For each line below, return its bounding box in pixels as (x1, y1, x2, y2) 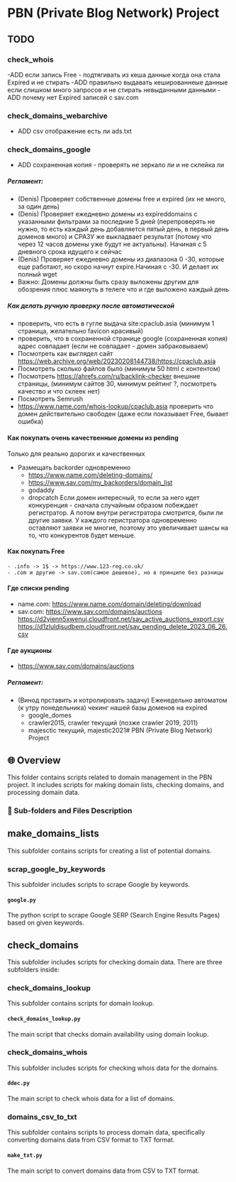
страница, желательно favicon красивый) (17, 327, 144, 335)
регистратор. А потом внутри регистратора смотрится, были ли (28, 508, 223, 517)
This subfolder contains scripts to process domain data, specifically (7, 1128, 206, 1137)
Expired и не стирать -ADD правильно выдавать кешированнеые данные (7, 78, 228, 87)
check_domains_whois (7, 1047, 88, 1057)
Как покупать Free (7, 547, 65, 556)
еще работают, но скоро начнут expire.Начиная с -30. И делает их (17, 262, 219, 271)
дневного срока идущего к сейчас (17, 247, 123, 256)
